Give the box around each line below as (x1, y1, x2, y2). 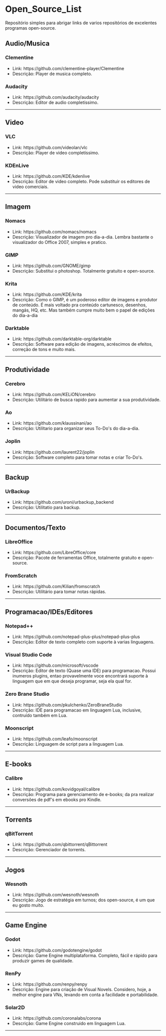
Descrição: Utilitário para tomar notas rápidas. (12, 589, 106, 595)
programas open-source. (5, 25, 56, 31)
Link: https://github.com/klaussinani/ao (12, 420, 92, 426)
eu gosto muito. (12, 902, 44, 908)
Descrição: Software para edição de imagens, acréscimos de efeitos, (12, 341, 153, 347)
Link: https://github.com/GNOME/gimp (12, 263, 91, 269)
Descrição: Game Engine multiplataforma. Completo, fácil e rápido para (12, 952, 158, 958)
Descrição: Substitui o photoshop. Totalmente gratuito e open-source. (12, 268, 155, 274)
